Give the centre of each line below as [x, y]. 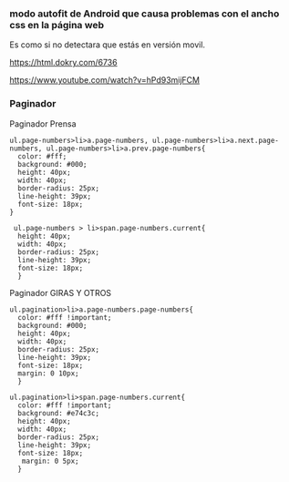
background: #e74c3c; [59, 413]
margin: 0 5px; [50, 461]
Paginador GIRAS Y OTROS [61, 292]
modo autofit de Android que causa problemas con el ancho [144, 14]
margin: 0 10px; [48, 373]
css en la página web [57, 25]
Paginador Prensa [43, 123]
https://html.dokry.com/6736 [63, 63]
